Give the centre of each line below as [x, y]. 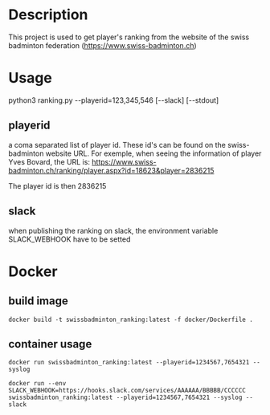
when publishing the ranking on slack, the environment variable [113, 230]
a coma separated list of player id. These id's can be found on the [117, 144]
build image [38, 301]
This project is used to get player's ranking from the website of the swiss [129, 37]
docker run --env [37, 384]
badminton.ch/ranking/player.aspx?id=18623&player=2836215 [111, 170]
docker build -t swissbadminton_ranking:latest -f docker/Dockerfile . [131, 319]
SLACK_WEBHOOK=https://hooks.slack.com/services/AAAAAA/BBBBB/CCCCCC [127, 391]
